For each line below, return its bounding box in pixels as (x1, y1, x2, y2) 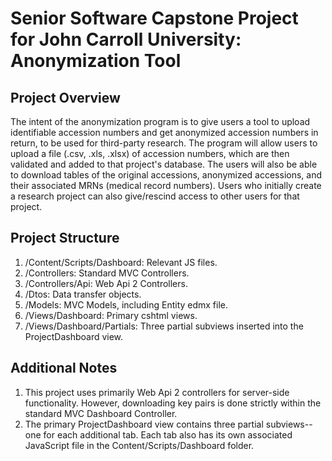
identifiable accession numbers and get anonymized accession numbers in (10, 127, 319, 138)
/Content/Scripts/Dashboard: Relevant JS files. (24, 256, 218, 268)
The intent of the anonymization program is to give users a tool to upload (10, 116, 311, 127)
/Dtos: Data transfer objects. (24, 288, 142, 300)
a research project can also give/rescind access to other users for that (10, 190, 300, 202)
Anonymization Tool (10, 50, 182, 72)
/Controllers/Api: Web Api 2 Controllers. (24, 277, 188, 289)
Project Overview (10, 89, 121, 106)
